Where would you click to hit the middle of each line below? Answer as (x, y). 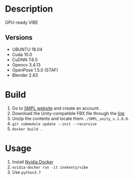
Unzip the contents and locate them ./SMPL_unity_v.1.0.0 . (70, 118)
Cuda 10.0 (22, 54)
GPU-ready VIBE (22, 22)
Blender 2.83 (25, 75)
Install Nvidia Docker (33, 162)
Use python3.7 (26, 172)
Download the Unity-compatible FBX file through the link (68, 113)
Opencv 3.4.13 (26, 65)
